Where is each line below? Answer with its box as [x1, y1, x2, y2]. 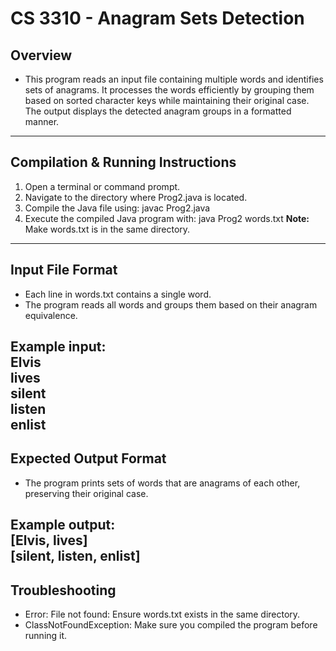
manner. [24, 116, 60, 127]
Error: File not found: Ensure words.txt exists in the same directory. [24, 608, 301, 621]
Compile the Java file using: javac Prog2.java [24, 202, 211, 214]
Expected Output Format [10, 450, 167, 467]
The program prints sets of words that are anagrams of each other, [24, 477, 301, 489]
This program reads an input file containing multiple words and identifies [24, 73, 324, 85]
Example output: [10, 517, 116, 534]
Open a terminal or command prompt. [24, 180, 181, 192]
